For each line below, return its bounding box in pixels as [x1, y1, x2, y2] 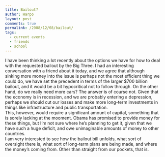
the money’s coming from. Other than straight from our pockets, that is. [5, 146, 149, 152]
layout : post [5, 16, 32, 21]
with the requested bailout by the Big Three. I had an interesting [5, 63, 134, 68]
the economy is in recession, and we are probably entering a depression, [5, 94, 153, 100]
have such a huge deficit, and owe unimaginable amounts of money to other [5, 125, 159, 131]
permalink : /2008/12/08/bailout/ [5, 26, 74, 31]
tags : [5, 30, 16, 35]
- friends [9, 39, 29, 44]
